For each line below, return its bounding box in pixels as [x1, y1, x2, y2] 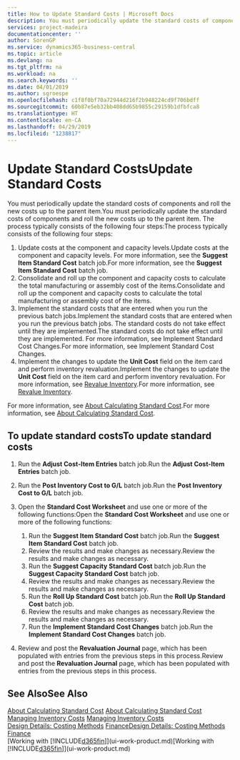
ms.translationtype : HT [7, 110, 79, 117]
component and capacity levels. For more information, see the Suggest [17, 251, 229, 260]
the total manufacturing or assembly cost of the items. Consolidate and [17, 281, 225, 290]
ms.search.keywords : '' [7, 76, 79, 84]
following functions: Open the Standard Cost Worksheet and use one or [17, 510, 230, 519]
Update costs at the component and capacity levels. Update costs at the [17, 243, 229, 252]
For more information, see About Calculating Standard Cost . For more [7, 401, 210, 410]
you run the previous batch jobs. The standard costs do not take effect [17, 319, 226, 328]
